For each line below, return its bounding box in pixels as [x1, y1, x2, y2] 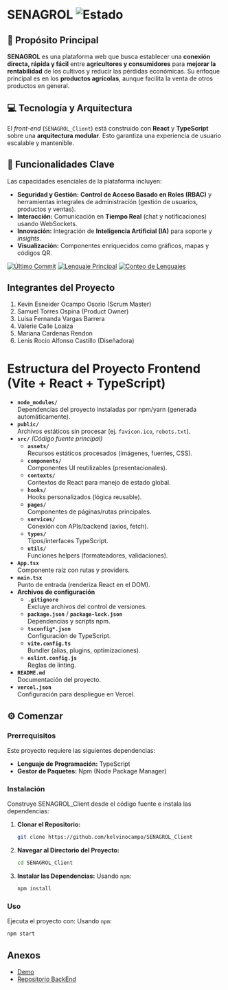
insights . [16, 234, 42, 242]
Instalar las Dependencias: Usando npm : [16, 872, 132, 880]
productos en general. [7, 82, 70, 89]
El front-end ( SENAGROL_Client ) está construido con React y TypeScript [7, 124, 209, 132]
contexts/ [27, 472, 56, 479]
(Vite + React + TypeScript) [7, 375, 166, 391]
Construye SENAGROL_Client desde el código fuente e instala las [7, 800, 192, 808]
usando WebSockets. [16, 219, 78, 228]
